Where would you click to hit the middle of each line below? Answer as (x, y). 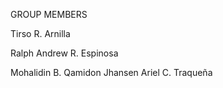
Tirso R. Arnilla (40, 33)
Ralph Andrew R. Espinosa (64, 53)
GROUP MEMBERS (49, 14)
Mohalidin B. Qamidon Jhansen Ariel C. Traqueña (111, 72)
